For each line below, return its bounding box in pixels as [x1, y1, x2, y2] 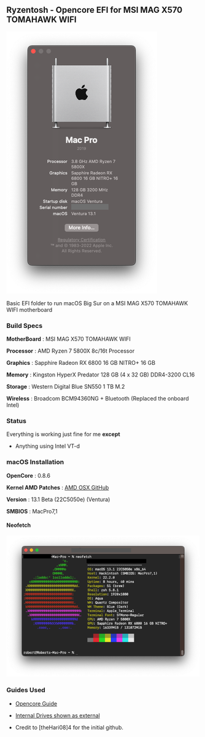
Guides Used [6, 686, 46, 695]
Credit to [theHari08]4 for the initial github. [15, 723, 124, 731]
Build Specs [6, 321, 43, 330]
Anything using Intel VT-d [15, 442, 80, 450]
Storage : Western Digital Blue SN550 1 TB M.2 [6, 383, 125, 391]
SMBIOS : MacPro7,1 [6, 507, 58, 515]
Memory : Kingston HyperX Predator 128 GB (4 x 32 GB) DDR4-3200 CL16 [6, 371, 195, 378]
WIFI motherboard [6, 306, 53, 313]
